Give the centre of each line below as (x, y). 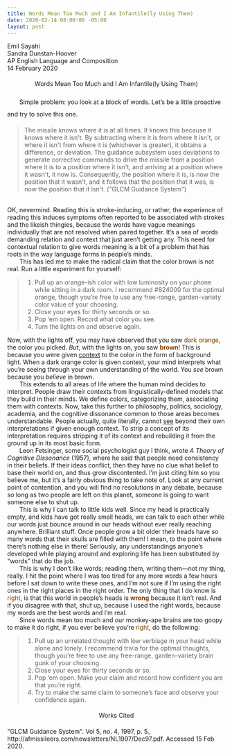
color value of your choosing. (77, 304)
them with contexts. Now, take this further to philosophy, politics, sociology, (115, 406)
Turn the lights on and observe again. (88, 327)
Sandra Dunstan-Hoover (42, 53)
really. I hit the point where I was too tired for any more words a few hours (113, 576)
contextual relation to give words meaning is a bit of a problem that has (108, 247)
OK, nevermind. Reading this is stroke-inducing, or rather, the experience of (115, 210)
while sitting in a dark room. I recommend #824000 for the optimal (130, 290)
